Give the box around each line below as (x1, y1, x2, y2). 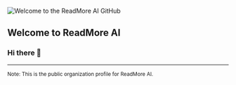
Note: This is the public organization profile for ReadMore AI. (7, 70, 153, 77)
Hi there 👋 (7, 48, 42, 58)
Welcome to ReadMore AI (7, 27, 121, 39)
